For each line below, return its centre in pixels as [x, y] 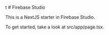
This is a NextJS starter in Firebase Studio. [50, 17]
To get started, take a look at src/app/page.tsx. [55, 27]
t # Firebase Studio [25, 7]
